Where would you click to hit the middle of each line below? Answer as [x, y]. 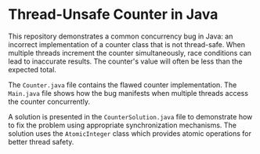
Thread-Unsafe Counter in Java [113, 15]
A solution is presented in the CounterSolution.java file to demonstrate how [130, 116]
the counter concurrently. [49, 101]
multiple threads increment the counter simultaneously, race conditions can [130, 53]
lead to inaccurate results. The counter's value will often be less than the [125, 61]
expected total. [32, 69]
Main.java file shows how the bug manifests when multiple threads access [128, 93]
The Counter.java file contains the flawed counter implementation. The [123, 85]
